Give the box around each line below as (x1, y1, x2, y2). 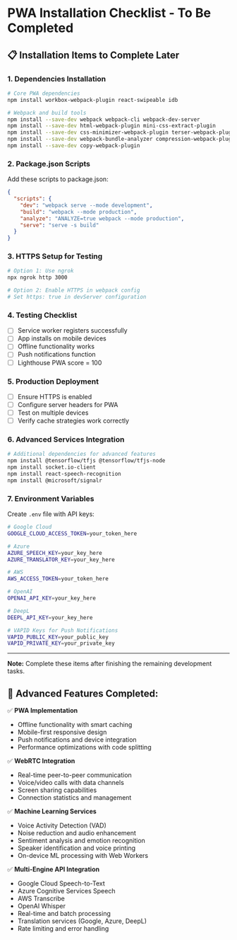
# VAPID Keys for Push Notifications (7, 626, 119, 634)
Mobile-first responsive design (17, 728, 107, 737)
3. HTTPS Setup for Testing (7, 251, 103, 261)
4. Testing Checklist (7, 310, 78, 320)
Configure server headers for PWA (17, 400, 119, 408)
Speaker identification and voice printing (17, 844, 136, 852)
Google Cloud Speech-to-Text (17, 879, 106, 888)
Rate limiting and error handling (17, 924, 109, 933)
